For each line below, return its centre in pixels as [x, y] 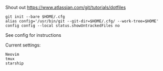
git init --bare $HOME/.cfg [35, 17]
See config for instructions [33, 35]
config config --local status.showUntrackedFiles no [63, 26]
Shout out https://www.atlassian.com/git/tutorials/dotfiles [66, 7]
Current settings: [23, 45]
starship [15, 63]
